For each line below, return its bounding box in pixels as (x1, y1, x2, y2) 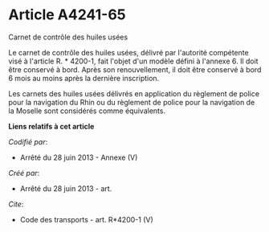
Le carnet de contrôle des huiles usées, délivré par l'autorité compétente (8, 47, 249, 57)
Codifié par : (8, 136, 48, 146)
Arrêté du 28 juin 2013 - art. (19, 183, 112, 193)
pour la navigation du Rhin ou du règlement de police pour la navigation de (8, 97, 255, 107)
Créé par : (8, 168, 40, 177)
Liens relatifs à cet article (8, 121, 95, 131)
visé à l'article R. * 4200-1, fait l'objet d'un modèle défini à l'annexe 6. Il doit (8, 56, 259, 66)
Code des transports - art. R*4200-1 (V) (19, 214, 154, 224)
